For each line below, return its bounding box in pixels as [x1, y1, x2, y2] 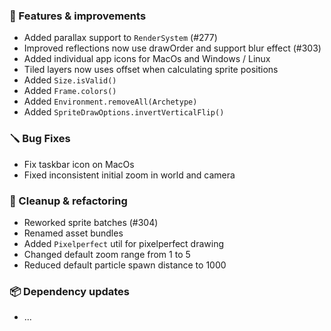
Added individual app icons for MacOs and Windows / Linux [23, 53, 271, 65]
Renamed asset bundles [23, 227, 124, 239]
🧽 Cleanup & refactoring [9, 194, 128, 208]
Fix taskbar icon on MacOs [23, 158, 135, 170]
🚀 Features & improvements [9, 9, 147, 23]
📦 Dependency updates [9, 284, 131, 298]
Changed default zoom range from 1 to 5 [23, 248, 191, 260]
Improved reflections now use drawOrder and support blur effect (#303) [23, 42, 322, 54]
